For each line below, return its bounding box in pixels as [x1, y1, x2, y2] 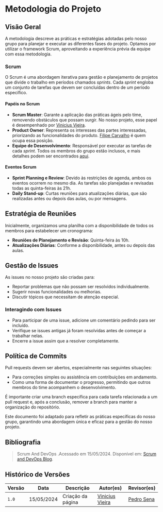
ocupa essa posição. [12, 137, 54, 143]
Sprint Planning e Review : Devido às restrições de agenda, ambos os [12, 175, 151, 181]
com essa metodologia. [5, 51, 52, 57]
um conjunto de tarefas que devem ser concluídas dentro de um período [5, 85, 150, 90]
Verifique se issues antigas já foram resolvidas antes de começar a [12, 327, 147, 333]
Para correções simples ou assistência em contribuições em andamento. [12, 374, 158, 380]
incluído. [12, 322, 30, 328]
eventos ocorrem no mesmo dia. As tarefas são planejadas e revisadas [12, 180, 154, 186]
